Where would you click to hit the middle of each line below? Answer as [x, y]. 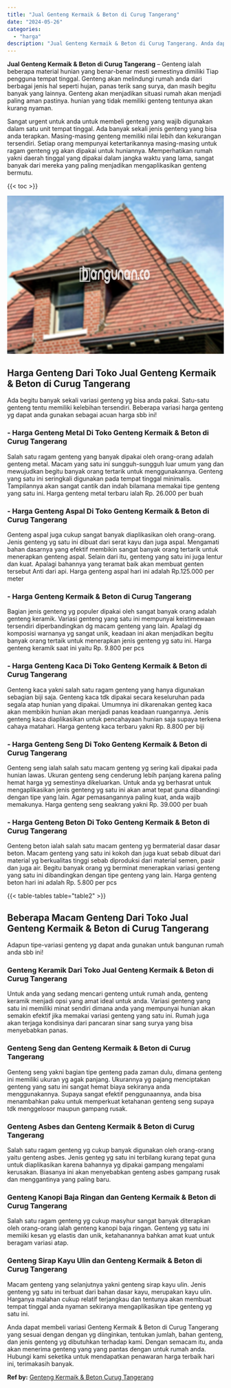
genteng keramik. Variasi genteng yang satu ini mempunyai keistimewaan [111, 619]
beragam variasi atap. [38, 1243]
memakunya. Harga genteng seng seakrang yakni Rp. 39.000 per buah [108, 804]
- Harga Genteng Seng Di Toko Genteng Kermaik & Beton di [107, 744]
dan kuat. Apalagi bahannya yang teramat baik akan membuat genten [106, 564]
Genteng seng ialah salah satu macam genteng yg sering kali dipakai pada [112, 767]
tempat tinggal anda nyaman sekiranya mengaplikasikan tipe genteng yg [110, 1306]
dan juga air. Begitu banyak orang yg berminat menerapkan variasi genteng [114, 868]
